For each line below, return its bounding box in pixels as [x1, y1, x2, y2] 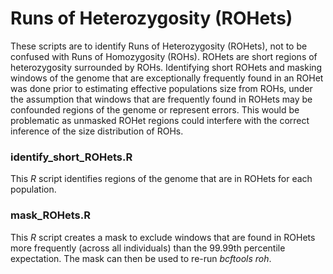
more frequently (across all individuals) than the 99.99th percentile [10, 242, 286, 254]
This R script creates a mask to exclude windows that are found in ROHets [10, 231, 316, 243]
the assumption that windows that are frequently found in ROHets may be [10, 93, 313, 105]
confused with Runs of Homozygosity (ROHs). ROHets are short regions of [10, 50, 318, 62]
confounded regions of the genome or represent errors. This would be [10, 103, 300, 116]
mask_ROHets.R [10, 208, 91, 222]
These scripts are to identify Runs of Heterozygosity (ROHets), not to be [10, 40, 308, 52]
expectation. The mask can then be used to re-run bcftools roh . [10, 252, 272, 264]
